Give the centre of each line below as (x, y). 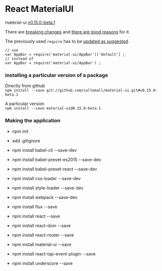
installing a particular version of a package (57, 75)
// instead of (19, 59)
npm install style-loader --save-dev (48, 188)
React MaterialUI (39, 9)
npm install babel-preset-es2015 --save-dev (56, 160)
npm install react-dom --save (41, 225)
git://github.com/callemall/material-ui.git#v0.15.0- (102, 90)
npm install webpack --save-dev (45, 197)
